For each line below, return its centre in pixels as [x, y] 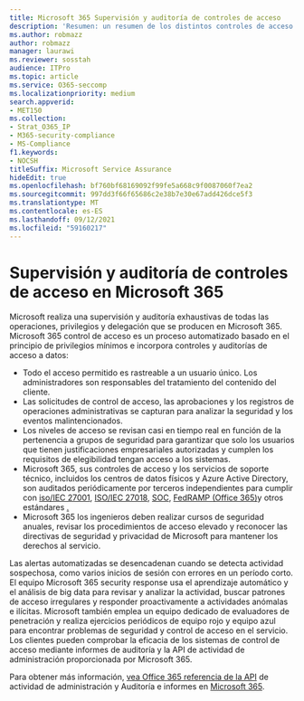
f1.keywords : [34, 152]
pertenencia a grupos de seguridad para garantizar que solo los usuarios [158, 440]
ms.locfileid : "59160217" [58, 228]
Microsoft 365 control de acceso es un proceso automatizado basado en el [149, 336]
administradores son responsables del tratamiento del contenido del [149, 383]
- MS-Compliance [40, 144]
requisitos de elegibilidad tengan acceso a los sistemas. [126, 459]
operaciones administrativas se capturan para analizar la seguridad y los [158, 412]
